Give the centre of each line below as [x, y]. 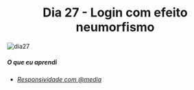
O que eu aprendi [32, 62]
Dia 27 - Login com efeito [115, 13]
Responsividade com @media [59, 79]
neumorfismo [115, 27]
